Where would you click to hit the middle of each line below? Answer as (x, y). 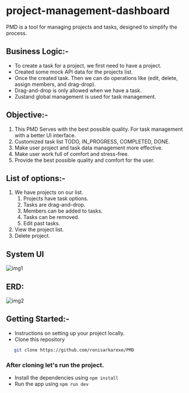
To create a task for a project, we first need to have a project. (88, 65)
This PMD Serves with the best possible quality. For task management (99, 129)
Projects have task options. (56, 199)
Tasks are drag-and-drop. (54, 205)
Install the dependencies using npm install (66, 377)
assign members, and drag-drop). (55, 84)
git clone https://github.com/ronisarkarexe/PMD (74, 350)
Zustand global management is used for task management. (85, 96)
